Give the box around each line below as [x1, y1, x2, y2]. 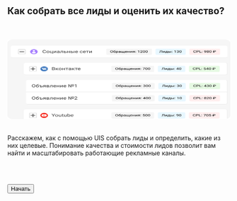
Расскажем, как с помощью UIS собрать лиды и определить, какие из [7, 133, 221, 142]
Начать [11, 185, 30, 193]
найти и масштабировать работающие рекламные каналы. [7, 149, 186, 157]
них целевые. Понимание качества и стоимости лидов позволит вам [7, 141, 216, 149]
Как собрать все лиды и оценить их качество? [7, 5, 225, 17]
